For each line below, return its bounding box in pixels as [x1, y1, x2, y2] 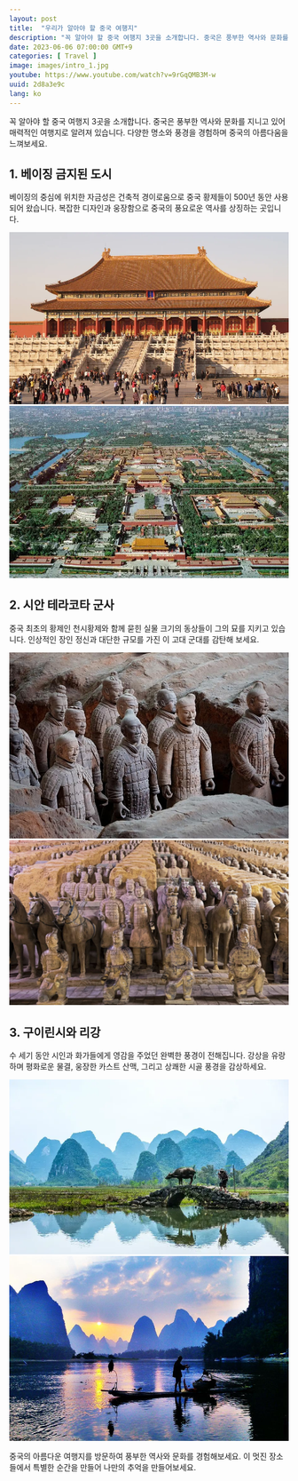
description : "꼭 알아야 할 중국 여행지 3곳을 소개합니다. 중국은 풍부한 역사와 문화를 [9, 33, 289, 42]
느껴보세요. [9, 138, 48, 148]
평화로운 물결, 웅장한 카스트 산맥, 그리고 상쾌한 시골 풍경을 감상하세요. [25, 1061, 267, 1071]
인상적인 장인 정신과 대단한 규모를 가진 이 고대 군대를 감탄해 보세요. [27, 633, 260, 644]
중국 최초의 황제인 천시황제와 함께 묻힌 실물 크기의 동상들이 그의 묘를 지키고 [9, 623, 270, 633]
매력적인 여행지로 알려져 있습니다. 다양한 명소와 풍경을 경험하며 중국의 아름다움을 [9, 127, 289, 138]
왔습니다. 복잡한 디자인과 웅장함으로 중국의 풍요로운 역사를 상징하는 [25, 203, 258, 213]
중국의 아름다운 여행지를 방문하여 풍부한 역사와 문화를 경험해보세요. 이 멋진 [9, 1451, 268, 1461]
